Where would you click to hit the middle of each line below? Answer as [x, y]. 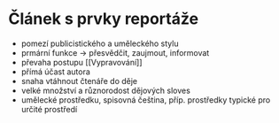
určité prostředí [49, 109]
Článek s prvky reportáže [104, 19]
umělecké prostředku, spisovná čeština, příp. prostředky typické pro [146, 100]
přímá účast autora [55, 72]
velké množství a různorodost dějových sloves [106, 90]
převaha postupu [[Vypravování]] [81, 62]
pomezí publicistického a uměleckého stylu [100, 43]
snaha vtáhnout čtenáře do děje [79, 81]
